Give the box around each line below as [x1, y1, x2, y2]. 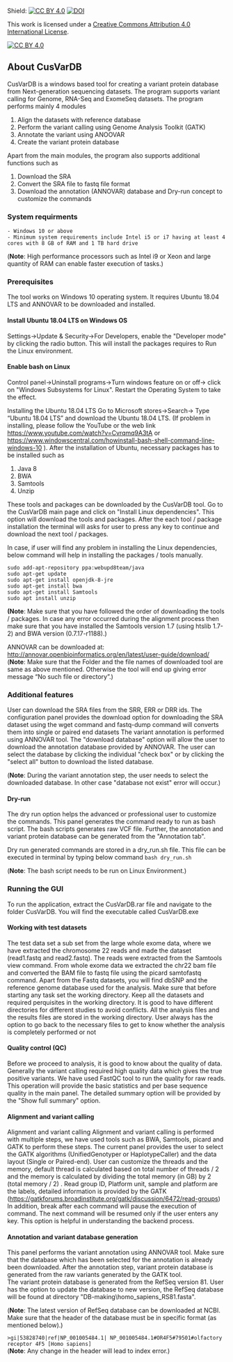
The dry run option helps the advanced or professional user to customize [7, 810, 217, 818]
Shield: [7, 7, 27, 15]
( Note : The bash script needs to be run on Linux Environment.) [7, 867, 187, 875]
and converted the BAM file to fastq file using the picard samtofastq [7, 968, 202, 977]
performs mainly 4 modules [7, 102, 86, 110]
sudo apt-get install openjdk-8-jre [7, 576, 113, 583]
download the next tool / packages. [7, 530, 109, 538]
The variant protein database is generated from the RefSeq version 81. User [7, 1278, 224, 1287]
